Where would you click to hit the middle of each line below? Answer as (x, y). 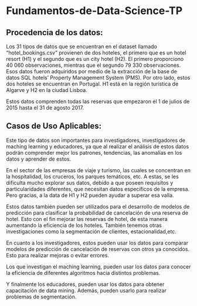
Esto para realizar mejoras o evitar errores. (58, 255)
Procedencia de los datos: (55, 33)
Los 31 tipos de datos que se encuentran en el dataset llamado (81, 46)
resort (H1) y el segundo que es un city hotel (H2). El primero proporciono (95, 59)
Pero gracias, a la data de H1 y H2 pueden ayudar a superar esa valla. (90, 195)
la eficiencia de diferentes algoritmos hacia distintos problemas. (83, 273)
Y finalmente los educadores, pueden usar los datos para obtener (85, 284)
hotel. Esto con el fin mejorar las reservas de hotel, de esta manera (87, 219)
